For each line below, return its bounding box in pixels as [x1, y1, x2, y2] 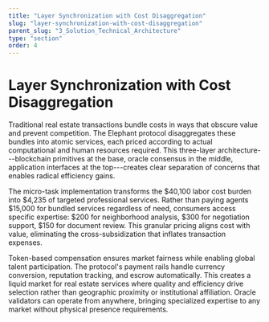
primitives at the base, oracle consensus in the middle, [52, 154, 234, 164]
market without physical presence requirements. [8, 304, 169, 314]
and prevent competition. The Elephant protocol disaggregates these [8, 128, 236, 138]
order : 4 [8, 42, 38, 50]
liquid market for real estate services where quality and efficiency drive [8, 279, 244, 289]
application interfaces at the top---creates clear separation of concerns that [8, 162, 260, 173]
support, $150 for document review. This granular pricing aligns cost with [8, 221, 251, 230]
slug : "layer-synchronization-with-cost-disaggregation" [8, 19, 203, 27]
